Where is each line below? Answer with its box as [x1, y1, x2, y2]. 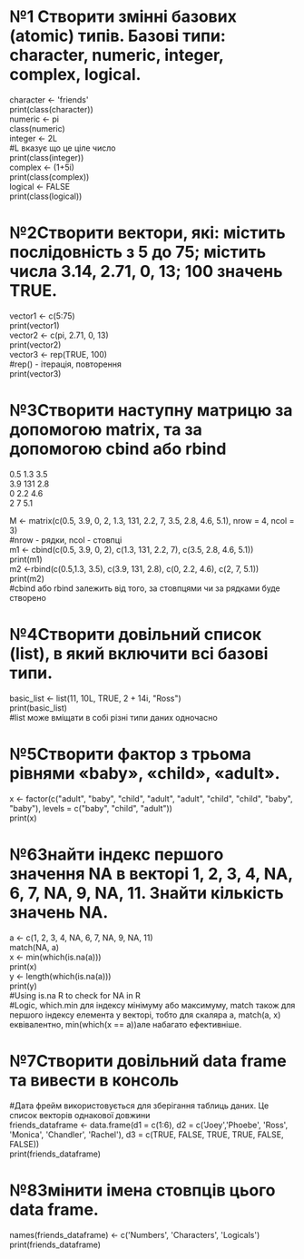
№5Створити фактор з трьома [9, 743, 252, 764]
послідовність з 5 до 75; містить [9, 242, 267, 262]
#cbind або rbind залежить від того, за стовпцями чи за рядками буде [9, 583, 281, 594]
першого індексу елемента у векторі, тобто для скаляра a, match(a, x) [9, 1009, 281, 1020]
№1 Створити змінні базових [9, 6, 238, 27]
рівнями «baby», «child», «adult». [9, 762, 280, 783]
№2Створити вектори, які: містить [9, 222, 286, 243]
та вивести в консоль [9, 1069, 180, 1090]
